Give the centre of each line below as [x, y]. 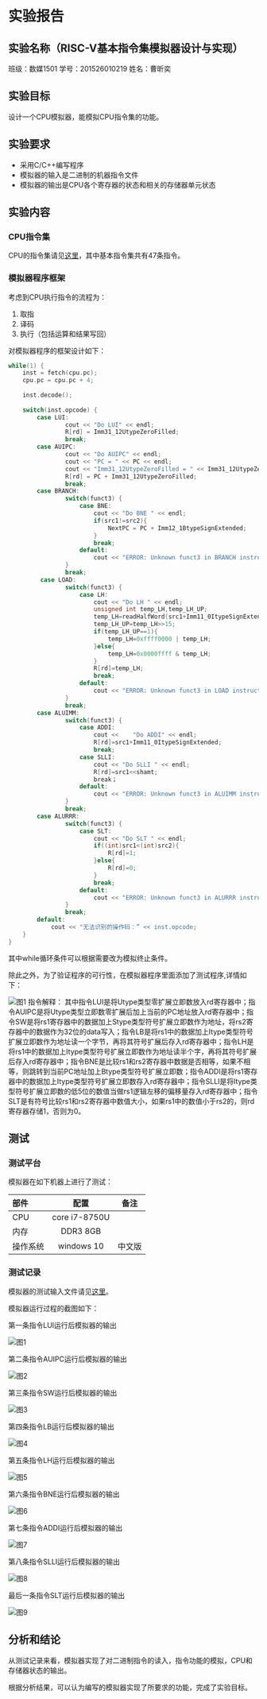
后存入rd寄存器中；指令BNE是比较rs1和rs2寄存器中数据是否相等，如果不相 [130, 1061]
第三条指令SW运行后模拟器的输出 [63, 1392]
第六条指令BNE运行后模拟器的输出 [64, 1494]
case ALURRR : [58, 816]
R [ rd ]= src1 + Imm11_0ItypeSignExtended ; [158, 743]
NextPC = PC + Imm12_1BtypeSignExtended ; [177, 528]
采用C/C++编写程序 [52, 164]
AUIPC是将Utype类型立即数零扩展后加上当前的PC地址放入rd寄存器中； [131, 1012]
